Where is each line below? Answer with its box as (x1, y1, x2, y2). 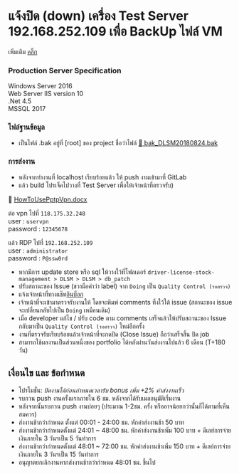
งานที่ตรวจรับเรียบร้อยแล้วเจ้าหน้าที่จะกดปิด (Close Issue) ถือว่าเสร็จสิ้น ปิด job (18, 330, 210, 338)
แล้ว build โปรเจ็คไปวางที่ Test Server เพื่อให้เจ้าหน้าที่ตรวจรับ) (18, 181, 174, 189)
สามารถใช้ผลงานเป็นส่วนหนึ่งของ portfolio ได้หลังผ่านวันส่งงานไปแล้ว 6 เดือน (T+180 (18, 337, 226, 346)
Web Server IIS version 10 (8, 90, 84, 98)
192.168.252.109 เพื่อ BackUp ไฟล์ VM (8, 23, 223, 40)
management (18, 275, 51, 283)
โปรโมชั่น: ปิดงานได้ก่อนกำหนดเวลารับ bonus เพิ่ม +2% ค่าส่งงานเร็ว (18, 386, 184, 394)
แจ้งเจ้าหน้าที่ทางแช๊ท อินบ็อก (18, 290, 84, 298)
